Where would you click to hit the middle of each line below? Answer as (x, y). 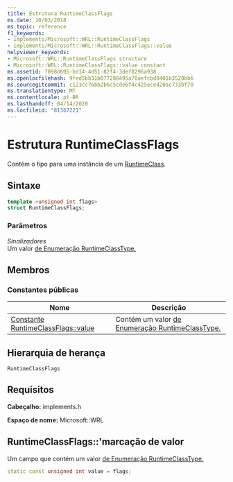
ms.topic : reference (37, 26)
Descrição (169, 308)
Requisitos (31, 390)
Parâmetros (27, 226)
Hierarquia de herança (57, 353)
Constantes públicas (43, 290)
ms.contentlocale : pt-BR (43, 98)
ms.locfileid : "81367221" (44, 110)
